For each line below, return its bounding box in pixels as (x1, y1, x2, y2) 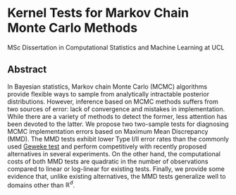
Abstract (7, 63, 47, 75)
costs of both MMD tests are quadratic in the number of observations (7, 157, 209, 165)
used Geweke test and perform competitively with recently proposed (7, 142, 207, 151)
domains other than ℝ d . (7, 180, 75, 189)
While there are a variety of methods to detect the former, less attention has (7, 112, 228, 120)
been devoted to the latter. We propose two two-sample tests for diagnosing (7, 120, 229, 128)
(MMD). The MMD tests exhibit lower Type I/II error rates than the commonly (7, 134, 229, 143)
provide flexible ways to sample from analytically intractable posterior (7, 89, 210, 98)
